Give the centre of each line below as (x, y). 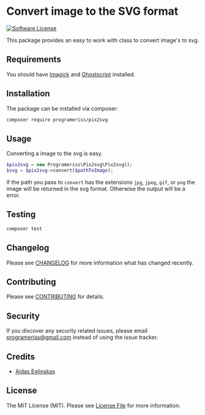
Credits (21, 356)
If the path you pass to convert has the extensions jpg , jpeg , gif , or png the (101, 182)
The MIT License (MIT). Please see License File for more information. (93, 405)
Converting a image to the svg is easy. (54, 153)
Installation (28, 94)
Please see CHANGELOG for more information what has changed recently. (100, 263)
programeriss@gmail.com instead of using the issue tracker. (82, 337)
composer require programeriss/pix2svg (57, 120)
